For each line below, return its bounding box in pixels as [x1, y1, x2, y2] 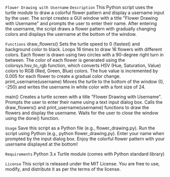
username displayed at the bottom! [5, 141, 78, 147]
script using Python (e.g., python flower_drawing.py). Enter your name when [5, 130, 164, 136]
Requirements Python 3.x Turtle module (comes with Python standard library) [5, 151, 165, 157]
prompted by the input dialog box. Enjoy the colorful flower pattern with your [5, 136, 165, 142]
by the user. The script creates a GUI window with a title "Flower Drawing [5, 15, 158, 21]
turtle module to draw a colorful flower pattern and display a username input [5, 10, 164, 16]
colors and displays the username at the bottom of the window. [5, 31, 137, 37]
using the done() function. [5, 115, 60, 121]
